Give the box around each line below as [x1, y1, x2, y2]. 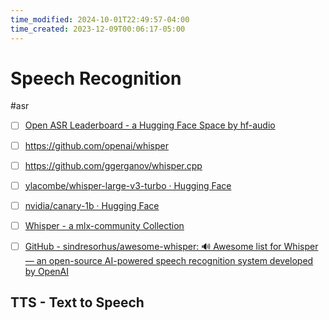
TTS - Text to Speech [10, 294, 145, 311]
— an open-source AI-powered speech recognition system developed [24, 254, 314, 266]
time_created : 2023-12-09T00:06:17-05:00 [10, 24, 186, 34]
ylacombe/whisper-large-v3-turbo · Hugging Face [24, 179, 232, 191]
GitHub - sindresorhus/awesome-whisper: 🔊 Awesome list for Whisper [24, 240, 319, 252]
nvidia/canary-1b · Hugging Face [24, 199, 160, 211]
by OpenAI [24, 265, 70, 277]
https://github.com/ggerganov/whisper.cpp [24, 159, 203, 171]
